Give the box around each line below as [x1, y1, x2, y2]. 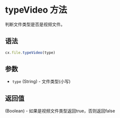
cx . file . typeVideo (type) [5, 50, 56, 55]
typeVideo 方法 [5, 4, 67, 16]
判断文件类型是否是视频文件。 [5, 21, 65, 27]
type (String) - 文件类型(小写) [12, 79, 71, 84]
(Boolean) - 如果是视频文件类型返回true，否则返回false [5, 108, 116, 114]
